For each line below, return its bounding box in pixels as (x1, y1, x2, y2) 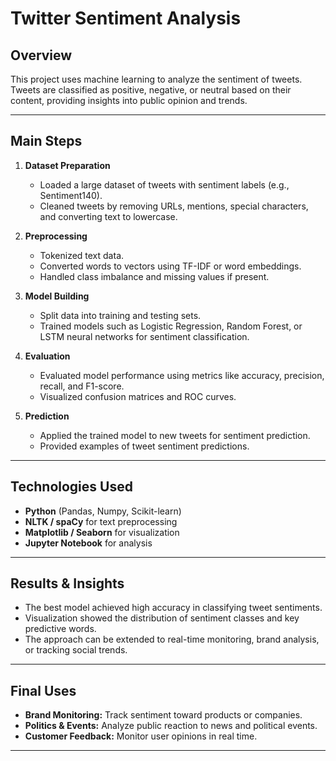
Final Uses (10, 682, 77, 699)
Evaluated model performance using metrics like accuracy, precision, (39, 369, 325, 381)
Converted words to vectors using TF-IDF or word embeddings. (39, 260, 302, 272)
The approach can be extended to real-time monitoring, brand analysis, (24, 633, 320, 646)
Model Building (24, 290, 90, 302)
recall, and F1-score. (39, 380, 125, 392)
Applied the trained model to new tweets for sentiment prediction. (39, 429, 311, 441)
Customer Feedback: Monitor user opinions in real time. (24, 730, 258, 742)
